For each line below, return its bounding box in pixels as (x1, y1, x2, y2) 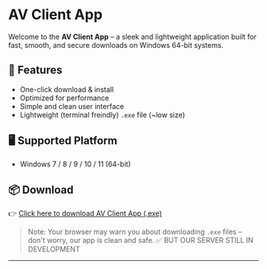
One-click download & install (19, 84, 114, 94)
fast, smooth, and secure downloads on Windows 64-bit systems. (8, 40, 224, 49)
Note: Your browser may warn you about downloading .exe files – (27, 227, 242, 236)
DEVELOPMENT (27, 244, 81, 254)
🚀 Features (8, 64, 63, 77)
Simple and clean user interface (19, 101, 125, 111)
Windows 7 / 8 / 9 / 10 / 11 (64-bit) (19, 159, 131, 169)
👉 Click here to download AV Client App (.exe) (8, 209, 163, 218)
